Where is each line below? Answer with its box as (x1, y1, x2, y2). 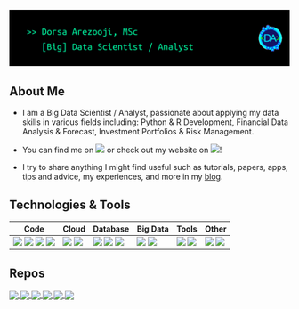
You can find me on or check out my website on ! (21, 144, 222, 156)
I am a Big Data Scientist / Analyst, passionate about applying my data (21, 108, 279, 118)
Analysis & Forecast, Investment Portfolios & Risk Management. (21, 126, 255, 137)
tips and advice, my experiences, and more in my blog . (21, 171, 223, 183)
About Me (9, 84, 65, 99)
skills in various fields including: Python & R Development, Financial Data (21, 117, 289, 127)
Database (93, 224, 130, 234)
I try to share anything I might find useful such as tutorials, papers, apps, (21, 162, 289, 173)
